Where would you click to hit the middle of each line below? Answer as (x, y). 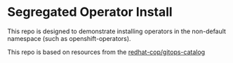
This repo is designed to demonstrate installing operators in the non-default (117, 31)
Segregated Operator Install (90, 12)
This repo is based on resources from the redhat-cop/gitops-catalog (106, 52)
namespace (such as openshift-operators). (69, 38)
